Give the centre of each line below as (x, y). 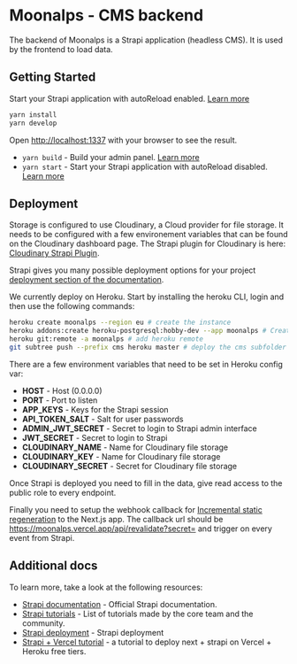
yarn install (33, 115)
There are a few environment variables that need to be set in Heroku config (146, 364)
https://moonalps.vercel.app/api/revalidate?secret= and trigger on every (141, 529)
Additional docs (53, 566)
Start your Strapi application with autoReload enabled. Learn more (129, 98)
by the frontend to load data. (61, 49)
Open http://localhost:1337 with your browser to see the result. (123, 140)
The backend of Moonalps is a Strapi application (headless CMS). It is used (146, 40)
